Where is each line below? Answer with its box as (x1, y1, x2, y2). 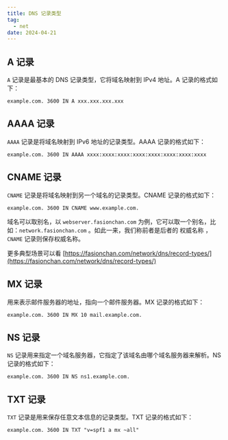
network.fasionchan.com (19, 227, 87, 234)
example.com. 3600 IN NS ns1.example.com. (7, 374, 130, 380)
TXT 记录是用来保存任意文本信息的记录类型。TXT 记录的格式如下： (7, 413, 194, 422)
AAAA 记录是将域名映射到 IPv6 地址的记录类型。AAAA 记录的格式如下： (7, 138, 205, 146)
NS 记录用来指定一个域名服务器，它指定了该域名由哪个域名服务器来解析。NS (7, 351, 221, 359)
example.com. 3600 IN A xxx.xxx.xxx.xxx (7, 98, 125, 105)
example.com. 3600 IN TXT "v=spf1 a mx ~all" (7, 427, 139, 434)
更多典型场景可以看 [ (7, 249, 66, 257)
